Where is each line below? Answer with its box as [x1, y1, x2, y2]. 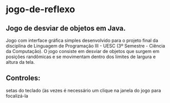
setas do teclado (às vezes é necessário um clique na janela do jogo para [6, 87, 161, 93]
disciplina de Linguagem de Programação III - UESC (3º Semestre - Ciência [6, 43, 165, 49]
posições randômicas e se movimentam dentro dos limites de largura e [6, 54, 156, 60]
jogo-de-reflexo [6, 4, 75, 15]
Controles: [6, 74, 41, 83]
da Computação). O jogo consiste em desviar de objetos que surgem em [6, 48, 160, 54]
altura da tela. [6, 59, 35, 65]
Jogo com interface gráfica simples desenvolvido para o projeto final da [6, 37, 159, 43]
